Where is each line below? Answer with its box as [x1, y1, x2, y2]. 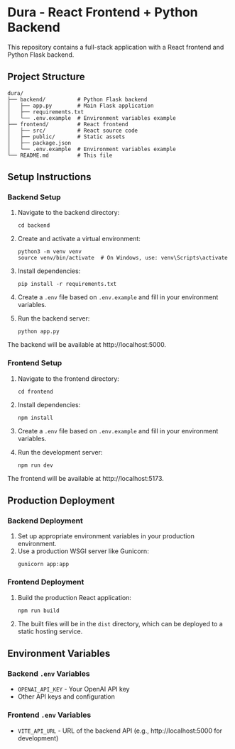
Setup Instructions [7, 171, 92, 183]
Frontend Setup [7, 358, 62, 368]
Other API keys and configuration [17, 692, 115, 701]
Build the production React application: [17, 593, 131, 601]
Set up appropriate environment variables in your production [17, 532, 195, 540]
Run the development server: [17, 448, 103, 456]
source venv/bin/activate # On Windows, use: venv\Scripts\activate [17, 255, 229, 262]
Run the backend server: [17, 314, 90, 323]
